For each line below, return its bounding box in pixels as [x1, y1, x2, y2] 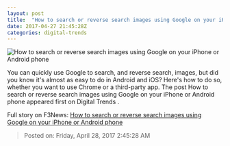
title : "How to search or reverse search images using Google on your [7, 16, 216, 23]
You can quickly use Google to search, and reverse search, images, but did [7, 69, 219, 77]
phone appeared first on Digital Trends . [7, 97, 120, 106]
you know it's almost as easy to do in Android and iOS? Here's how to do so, [7, 76, 222, 84]
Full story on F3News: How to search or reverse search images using [7, 111, 202, 119]
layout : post [7, 10, 44, 17]
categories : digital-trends [7, 29, 88, 36]
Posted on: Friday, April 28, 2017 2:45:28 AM [23, 132, 151, 140]
